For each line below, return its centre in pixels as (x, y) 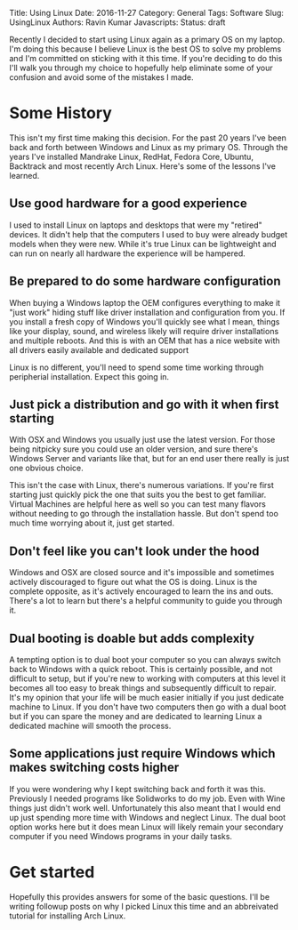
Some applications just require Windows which (142, 754)
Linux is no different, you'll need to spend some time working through (137, 367)
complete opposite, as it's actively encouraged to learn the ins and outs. (141, 591)
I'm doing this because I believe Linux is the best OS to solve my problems (145, 49)
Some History (61, 113)
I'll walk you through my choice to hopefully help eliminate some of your (141, 68)
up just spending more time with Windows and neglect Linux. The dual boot (148, 817)
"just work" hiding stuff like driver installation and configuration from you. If (147, 312)
